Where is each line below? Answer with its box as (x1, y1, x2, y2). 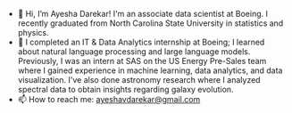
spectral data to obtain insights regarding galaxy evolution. (17, 85, 234, 94)
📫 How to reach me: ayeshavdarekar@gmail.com (17, 94, 201, 104)
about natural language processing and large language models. (17, 46, 251, 57)
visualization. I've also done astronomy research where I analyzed (17, 75, 261, 85)
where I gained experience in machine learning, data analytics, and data (17, 65, 283, 76)
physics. (17, 28, 49, 37)
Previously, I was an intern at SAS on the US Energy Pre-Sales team (17, 56, 267, 66)
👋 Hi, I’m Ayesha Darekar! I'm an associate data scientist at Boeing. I (17, 9, 268, 19)
